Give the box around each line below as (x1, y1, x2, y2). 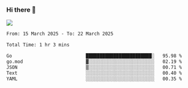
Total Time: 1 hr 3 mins (6, 42, 70, 48)
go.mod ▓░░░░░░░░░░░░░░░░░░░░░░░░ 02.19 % (6, 58, 182, 65)
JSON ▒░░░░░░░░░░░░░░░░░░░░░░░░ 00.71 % (6, 64, 182, 70)
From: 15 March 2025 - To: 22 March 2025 (6, 31, 114, 37)
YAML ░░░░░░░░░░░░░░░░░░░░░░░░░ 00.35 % (6, 76, 182, 82)
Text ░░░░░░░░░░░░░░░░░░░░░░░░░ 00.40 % (6, 70, 182, 76)
